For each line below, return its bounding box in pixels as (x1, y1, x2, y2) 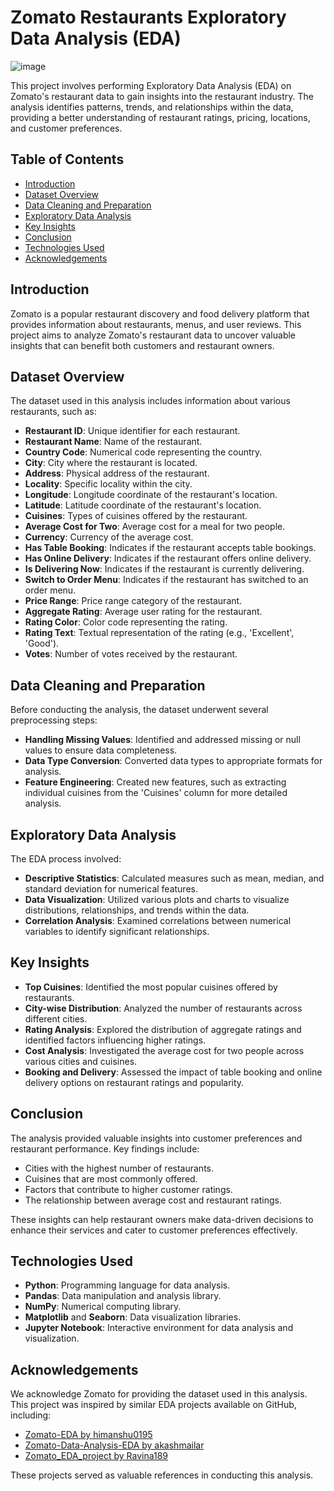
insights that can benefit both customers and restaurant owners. (10, 339, 275, 351)
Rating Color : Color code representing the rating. (24, 616, 228, 628)
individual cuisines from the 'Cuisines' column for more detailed (24, 787, 288, 799)
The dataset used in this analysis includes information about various (10, 395, 291, 407)
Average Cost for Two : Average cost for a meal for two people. (24, 521, 286, 533)
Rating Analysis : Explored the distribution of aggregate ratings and (24, 1023, 302, 1035)
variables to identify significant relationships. (24, 926, 210, 937)
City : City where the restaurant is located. (24, 457, 198, 469)
